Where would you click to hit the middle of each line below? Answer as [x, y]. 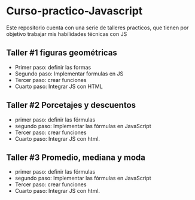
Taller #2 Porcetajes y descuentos [71, 105]
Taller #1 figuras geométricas [62, 53]
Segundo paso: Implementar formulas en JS [69, 74]
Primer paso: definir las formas [53, 67]
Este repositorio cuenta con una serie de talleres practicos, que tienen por [97, 28]
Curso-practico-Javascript [74, 11]
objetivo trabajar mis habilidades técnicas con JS [67, 34]
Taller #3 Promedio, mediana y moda [76, 157]
